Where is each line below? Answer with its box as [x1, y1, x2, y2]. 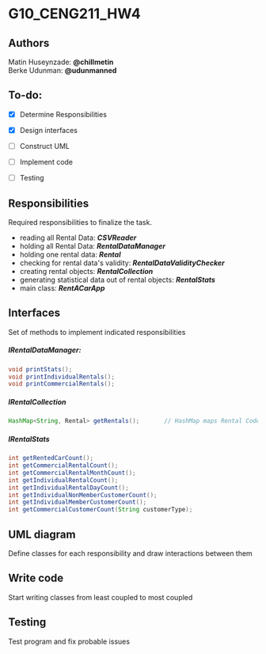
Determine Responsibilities [19, 109, 107, 119]
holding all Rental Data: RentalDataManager [19, 241, 166, 250]
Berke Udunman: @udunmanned [8, 66, 117, 75]
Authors [8, 36, 50, 50]
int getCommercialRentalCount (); [8, 462, 119, 470]
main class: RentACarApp [19, 283, 105, 293]
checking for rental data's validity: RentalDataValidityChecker [19, 258, 225, 268]
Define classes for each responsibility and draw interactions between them [8, 548, 253, 558]
